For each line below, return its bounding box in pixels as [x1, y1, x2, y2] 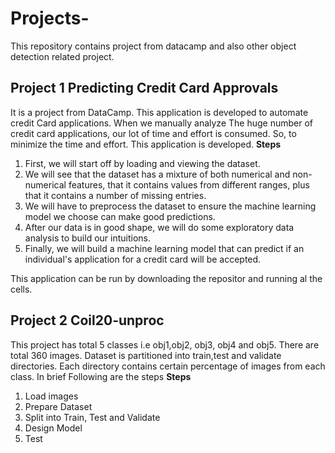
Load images [24, 390, 79, 402]
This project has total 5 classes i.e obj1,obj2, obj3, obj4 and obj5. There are [10, 338, 320, 351]
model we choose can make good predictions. [24, 210, 216, 222]
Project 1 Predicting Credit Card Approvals [10, 80, 279, 97]
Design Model [24, 422, 83, 434]
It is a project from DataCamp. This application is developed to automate [10, 106, 309, 118]
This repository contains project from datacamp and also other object [10, 40, 297, 52]
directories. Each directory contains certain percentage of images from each [10, 360, 326, 372]
